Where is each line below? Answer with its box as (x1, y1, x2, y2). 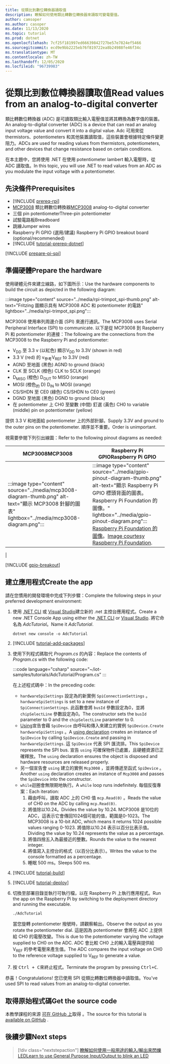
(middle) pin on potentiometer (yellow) (12, 407, 93, 413)
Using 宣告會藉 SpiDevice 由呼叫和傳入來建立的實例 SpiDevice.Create (20, 723, 164, 729)
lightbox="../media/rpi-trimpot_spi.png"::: (5, 308, 91, 314)
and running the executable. (12, 901, 71, 907)
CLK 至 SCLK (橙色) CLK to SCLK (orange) (12, 368, 101, 374)
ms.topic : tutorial (5, 31, 47, 36)
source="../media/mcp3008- (8, 486, 78, 493)
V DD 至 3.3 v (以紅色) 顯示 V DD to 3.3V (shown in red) (12, 347, 122, 355)
